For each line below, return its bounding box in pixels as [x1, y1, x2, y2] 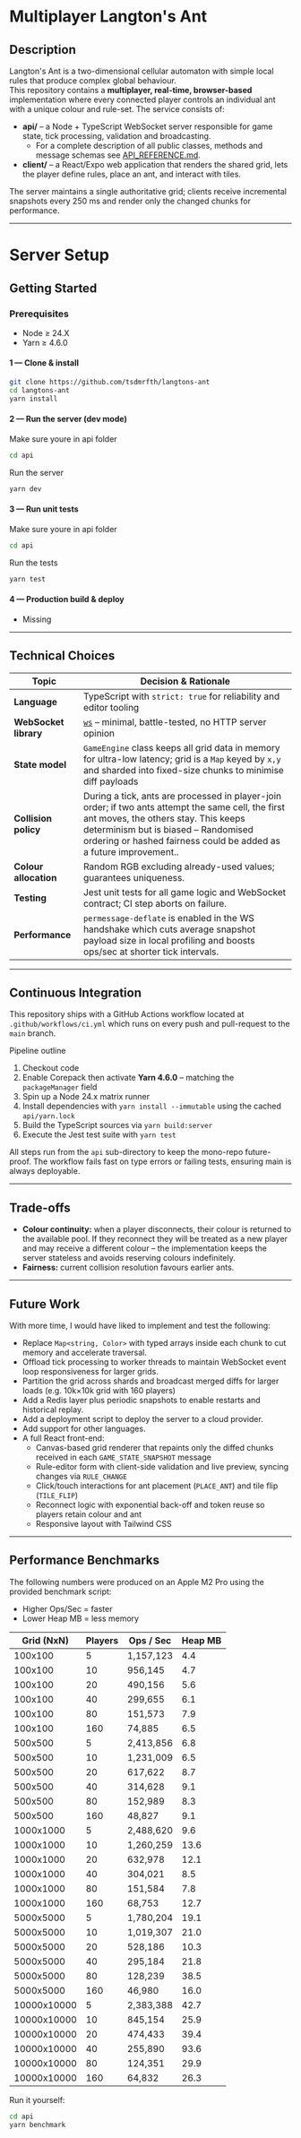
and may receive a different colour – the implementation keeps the [21, 1243, 267, 1254]
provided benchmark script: [9, 1586, 112, 1597]
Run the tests [9, 557, 58, 568]
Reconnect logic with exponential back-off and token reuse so [35, 1499, 266, 1511]
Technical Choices [9, 648, 116, 664]
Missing [21, 614, 52, 625]
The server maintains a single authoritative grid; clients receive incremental [9, 186, 288, 196]
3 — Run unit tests [9, 504, 79, 514]
